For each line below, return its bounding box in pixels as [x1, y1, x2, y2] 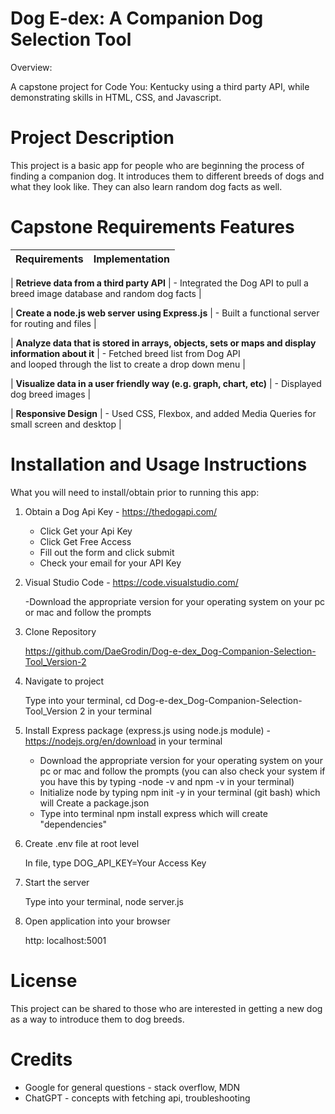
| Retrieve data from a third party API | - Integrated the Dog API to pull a [10, 277, 309, 289]
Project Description [10, 127, 175, 149]
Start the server [24, 876, 90, 888]
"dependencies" [39, 818, 108, 830]
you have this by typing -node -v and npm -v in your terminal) [39, 775, 295, 787]
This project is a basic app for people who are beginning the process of [10, 159, 305, 171]
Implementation [93, 252, 171, 266]
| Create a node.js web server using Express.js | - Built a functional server [10, 307, 320, 319]
